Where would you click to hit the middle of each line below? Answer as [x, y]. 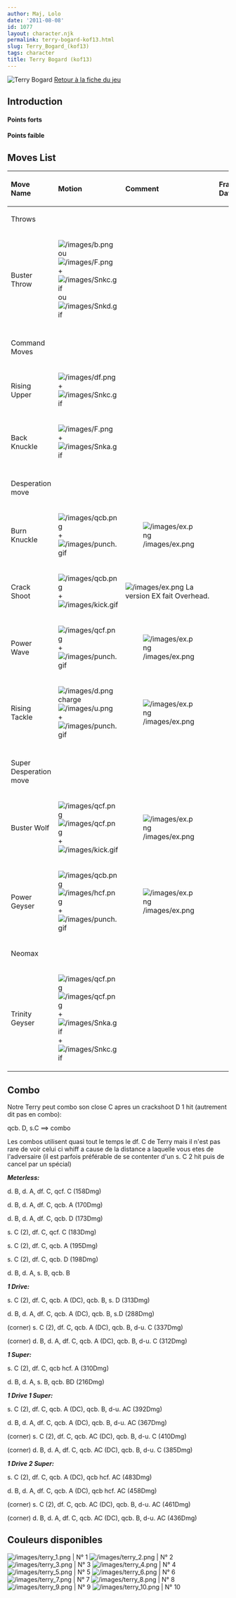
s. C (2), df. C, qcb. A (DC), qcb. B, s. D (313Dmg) [79, 1300]
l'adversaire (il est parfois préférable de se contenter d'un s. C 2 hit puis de [116, 1156]
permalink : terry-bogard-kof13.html [61, 40]
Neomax [25, 954]
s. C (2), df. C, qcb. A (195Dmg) [53, 1245]
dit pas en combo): [34, 1114]
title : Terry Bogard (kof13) [50, 60]
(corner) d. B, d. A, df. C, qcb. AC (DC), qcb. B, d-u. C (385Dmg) [100, 1450]
